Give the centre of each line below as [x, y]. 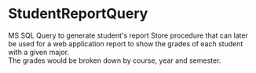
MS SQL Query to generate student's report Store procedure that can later [128, 35]
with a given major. [38, 52]
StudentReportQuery [78, 14]
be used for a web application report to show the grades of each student [126, 43]
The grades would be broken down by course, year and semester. [115, 60]
